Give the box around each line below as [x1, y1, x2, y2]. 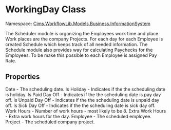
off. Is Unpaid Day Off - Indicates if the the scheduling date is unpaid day [5, 97, 160, 103]
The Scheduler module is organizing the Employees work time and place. [5, 30, 160, 36]
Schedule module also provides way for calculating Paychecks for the [5, 47, 153, 53]
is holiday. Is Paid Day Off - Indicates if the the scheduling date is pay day [5, 91, 161, 98]
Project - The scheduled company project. [5, 119, 95, 125]
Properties [5, 73, 40, 81]
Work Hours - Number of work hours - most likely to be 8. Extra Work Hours [5, 107, 166, 114]
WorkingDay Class [5, 4, 86, 15]
